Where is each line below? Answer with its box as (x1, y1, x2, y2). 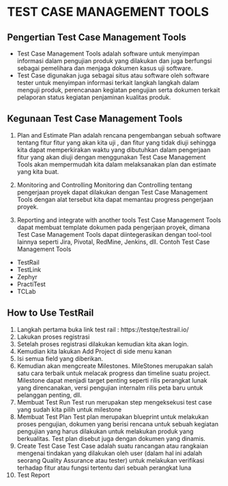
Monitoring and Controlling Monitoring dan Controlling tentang (16, 181, 193, 189)
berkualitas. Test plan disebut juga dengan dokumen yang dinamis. (16, 434, 206, 442)
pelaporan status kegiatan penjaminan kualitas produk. (16, 93, 171, 101)
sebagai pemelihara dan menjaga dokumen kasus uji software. (16, 64, 193, 72)
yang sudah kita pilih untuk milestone (16, 405, 122, 413)
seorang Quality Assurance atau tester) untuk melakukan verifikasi (16, 456, 205, 464)
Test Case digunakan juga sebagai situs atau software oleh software (16, 71, 210, 79)
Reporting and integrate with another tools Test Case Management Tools (16, 216, 222, 224)
